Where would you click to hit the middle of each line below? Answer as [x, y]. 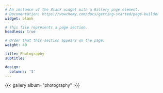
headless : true [20, 32]
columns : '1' [23, 71]
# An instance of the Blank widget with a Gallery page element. [72, 9]
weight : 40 [16, 45]
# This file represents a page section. [47, 27]
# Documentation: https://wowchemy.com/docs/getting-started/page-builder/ [83, 14]
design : [13, 67]
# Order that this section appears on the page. [55, 41]
